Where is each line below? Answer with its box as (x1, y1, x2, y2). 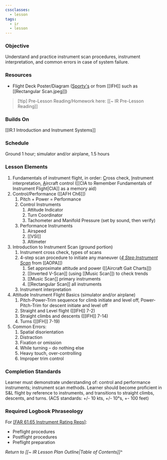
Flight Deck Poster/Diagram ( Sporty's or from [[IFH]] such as (12, 83, 138, 89)
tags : (5, 16, 16, 21)
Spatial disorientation (19, 328, 64, 335)
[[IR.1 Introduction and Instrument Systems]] (5, 127, 96, 133)
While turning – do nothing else (19, 344, 84, 350)
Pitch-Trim (19, 302, 41, 308)
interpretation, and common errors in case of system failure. (5, 59, 129, 65)
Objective (5, 42, 29, 49)
